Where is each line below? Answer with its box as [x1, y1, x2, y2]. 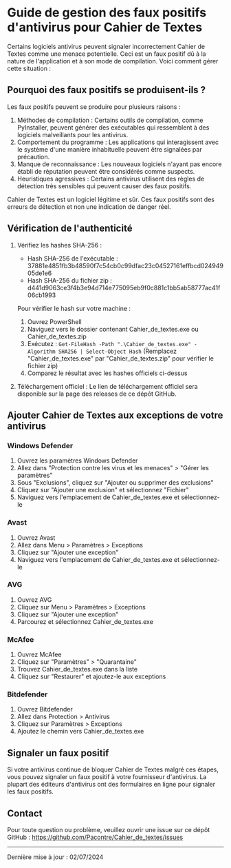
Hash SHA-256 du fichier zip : [27, 276, 112, 284]
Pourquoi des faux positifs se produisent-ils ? [7, 84, 206, 96]
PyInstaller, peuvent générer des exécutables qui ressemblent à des [16, 123, 210, 132]
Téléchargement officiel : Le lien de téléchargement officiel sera [16, 382, 198, 390]
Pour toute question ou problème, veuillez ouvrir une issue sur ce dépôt [7, 826, 210, 834]
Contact [7, 807, 43, 819]
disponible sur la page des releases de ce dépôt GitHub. [16, 390, 177, 398]
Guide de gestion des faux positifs [7, 5, 207, 21]
